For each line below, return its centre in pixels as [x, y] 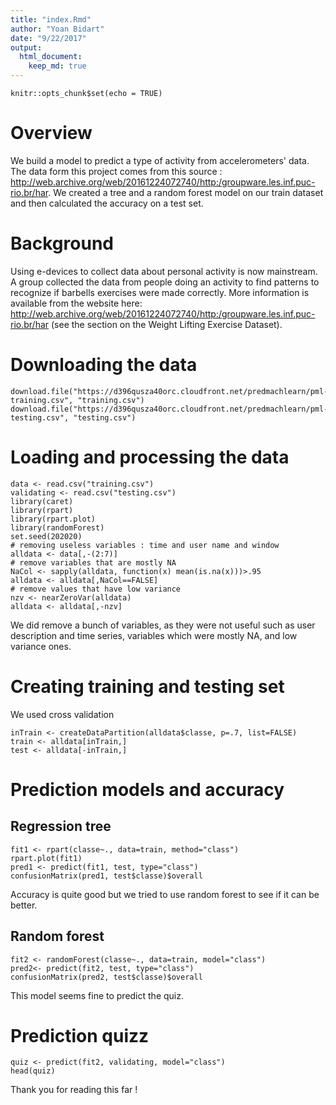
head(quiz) [33, 1071]
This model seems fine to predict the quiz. [97, 995]
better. [24, 905]
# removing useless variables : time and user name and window [145, 545]
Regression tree [61, 826]
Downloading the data [104, 365]
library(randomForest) [57, 527]
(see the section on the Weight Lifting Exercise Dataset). [167, 324]
